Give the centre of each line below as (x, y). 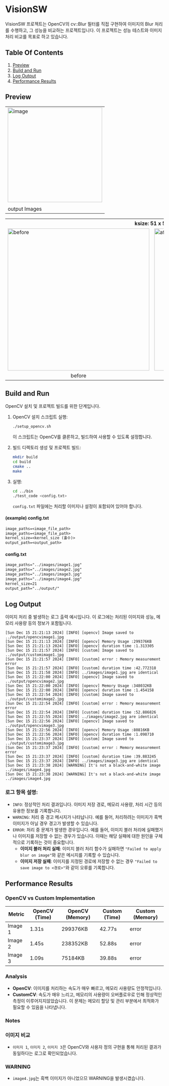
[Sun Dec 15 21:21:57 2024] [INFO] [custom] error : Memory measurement (83, 659)
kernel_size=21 (21, 584)
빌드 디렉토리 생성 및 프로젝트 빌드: (47, 448)
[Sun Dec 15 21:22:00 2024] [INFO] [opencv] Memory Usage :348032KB (78, 686)
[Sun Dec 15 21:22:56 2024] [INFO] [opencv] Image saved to (70, 721)
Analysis (16, 976)
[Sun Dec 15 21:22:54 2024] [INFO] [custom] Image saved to (70, 695)
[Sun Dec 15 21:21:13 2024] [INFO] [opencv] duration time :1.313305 (80, 646)
